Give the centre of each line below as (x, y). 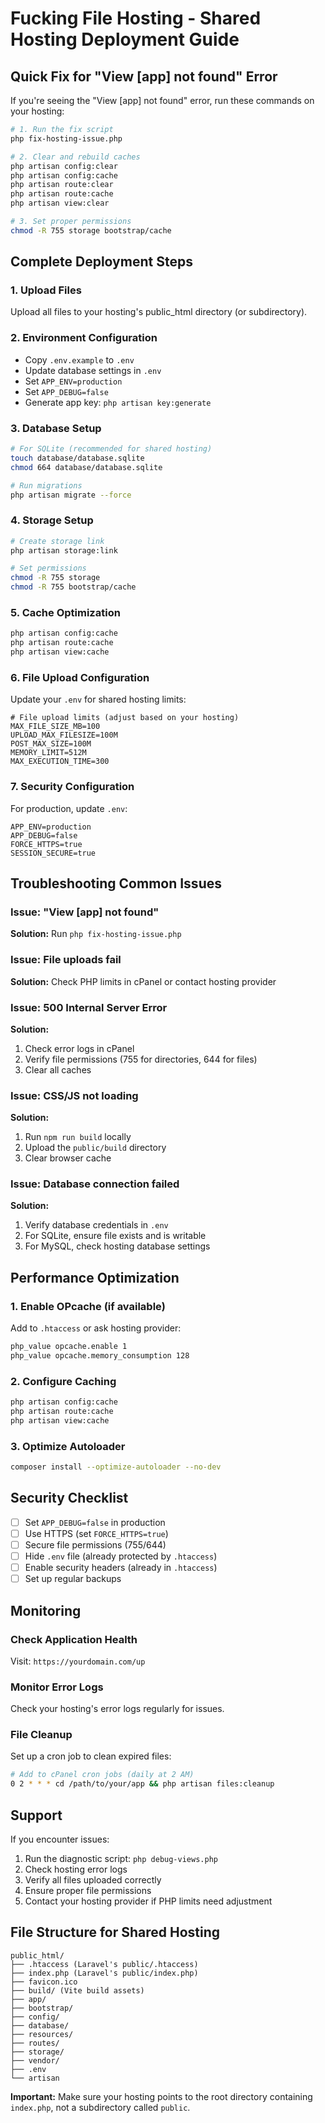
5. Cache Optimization (65, 612)
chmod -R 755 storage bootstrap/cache (91, 230)
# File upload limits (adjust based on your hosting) (125, 718)
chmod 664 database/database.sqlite (86, 467)
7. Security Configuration (72, 787)
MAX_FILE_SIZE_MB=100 (55, 727)
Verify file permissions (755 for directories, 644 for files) (141, 1059)
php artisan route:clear (62, 185)
